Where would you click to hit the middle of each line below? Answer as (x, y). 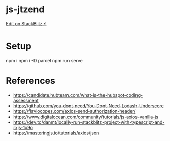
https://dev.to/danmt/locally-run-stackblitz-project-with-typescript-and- (89, 122)
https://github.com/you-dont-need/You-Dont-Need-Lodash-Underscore (89, 106)
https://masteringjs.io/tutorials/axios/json (56, 133)
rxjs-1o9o (23, 127)
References (30, 81)
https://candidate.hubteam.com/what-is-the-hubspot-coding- (78, 95)
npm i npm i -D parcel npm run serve (44, 60)
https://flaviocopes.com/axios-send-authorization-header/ (74, 111)
